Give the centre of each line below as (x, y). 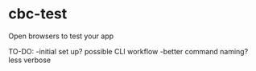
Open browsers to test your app (61, 36)
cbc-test (38, 14)
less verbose (30, 60)
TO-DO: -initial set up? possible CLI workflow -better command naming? (128, 51)
